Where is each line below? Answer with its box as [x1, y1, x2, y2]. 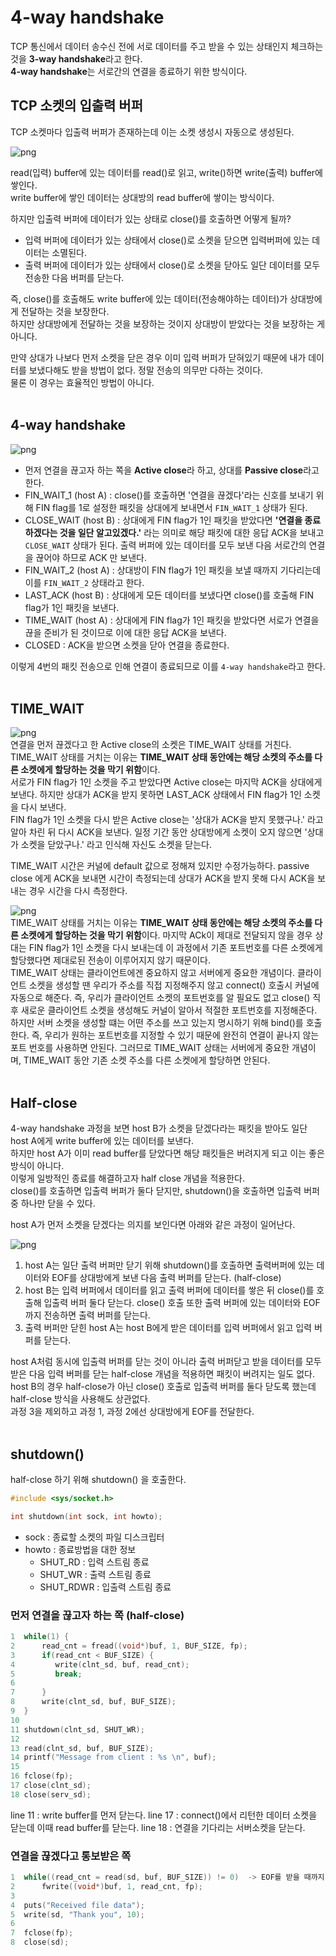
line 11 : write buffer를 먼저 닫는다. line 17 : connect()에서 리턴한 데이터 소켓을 [10, 1809, 318, 1821]
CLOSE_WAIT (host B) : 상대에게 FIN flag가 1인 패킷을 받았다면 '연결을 [24, 514, 303, 526]
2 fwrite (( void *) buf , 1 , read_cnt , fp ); [10, 1881, 203, 1891]
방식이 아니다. [10, 1160, 65, 1172]
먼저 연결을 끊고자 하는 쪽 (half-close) [10, 1608, 185, 1622]
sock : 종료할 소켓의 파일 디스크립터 [24, 1531, 165, 1543]
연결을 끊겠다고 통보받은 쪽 [10, 1849, 132, 1863]
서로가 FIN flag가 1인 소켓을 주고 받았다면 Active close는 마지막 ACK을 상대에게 [10, 776, 323, 788]
